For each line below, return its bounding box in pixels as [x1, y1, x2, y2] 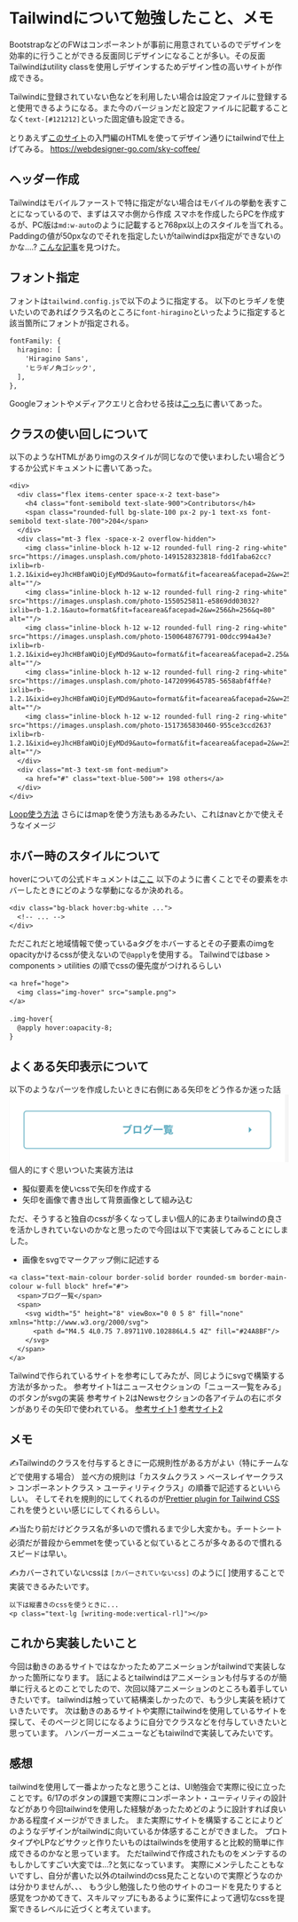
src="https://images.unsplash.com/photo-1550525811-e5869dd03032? [9, 597, 260, 606]
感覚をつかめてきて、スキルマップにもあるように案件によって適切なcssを [9, 1892, 278, 1902]
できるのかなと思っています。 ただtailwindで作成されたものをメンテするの [16, 1847, 287, 1858]
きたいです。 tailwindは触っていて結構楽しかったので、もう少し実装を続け [9, 1694, 278, 1704]
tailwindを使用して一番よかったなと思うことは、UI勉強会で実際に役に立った [9, 1781, 286, 1791]
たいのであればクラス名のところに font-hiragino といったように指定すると [16, 306, 286, 317]
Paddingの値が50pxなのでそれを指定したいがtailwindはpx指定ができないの [9, 230, 282, 241]
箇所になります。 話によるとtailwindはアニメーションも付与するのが [32, 1672, 279, 1682]
